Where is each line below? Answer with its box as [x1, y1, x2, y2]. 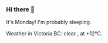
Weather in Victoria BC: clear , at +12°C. [6, 30, 103, 37]
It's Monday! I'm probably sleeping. [6, 19, 92, 26]
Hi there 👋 [6, 5, 35, 14]
